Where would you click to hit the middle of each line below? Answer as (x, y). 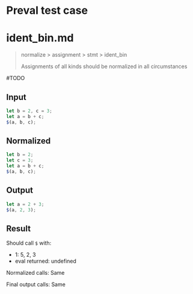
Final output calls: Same (36, 284)
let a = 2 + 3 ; (25, 204)
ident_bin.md (40, 38)
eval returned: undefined (46, 261)
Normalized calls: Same (35, 273)
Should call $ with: (29, 243)
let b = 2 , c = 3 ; (29, 111)
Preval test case (47, 11)
